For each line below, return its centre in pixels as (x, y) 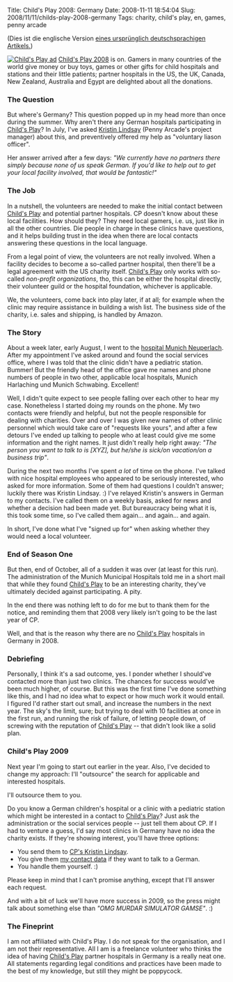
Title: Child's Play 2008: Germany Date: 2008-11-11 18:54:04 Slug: (102, 10)
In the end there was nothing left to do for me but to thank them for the (109, 605)
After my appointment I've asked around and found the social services (108, 355)
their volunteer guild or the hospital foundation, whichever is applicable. (110, 286)
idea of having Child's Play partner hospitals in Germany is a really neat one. (116, 956)
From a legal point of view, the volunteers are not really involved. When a (111, 256)
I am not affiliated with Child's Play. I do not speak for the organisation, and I (116, 942)
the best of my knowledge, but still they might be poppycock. (95, 971)
